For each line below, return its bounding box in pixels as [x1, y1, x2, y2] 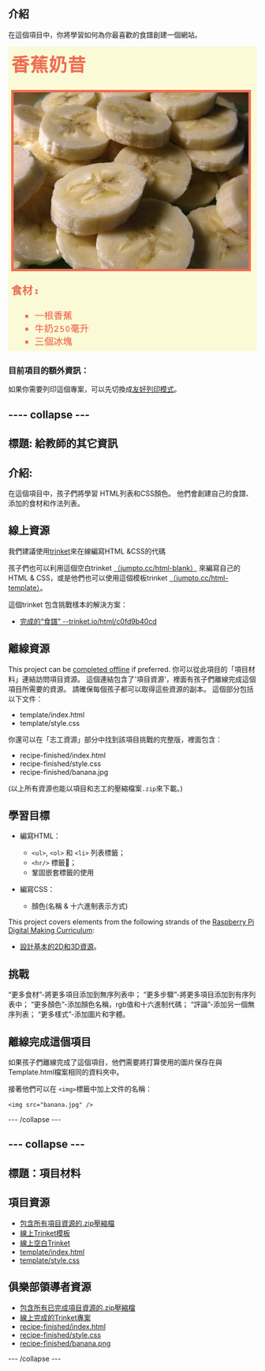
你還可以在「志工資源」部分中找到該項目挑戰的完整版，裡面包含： [8, 735, 222, 744]
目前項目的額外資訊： [8, 365, 89, 376]
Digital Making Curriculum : [8, 926, 95, 935]
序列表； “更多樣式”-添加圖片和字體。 [8, 1010, 130, 1019]
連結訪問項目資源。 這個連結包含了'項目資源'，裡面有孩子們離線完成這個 [21, 674, 256, 684]
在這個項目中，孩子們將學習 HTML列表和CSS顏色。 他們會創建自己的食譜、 [8, 489, 254, 498]
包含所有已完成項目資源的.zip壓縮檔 [19, 1303, 136, 1312]
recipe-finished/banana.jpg [19, 767, 109, 776]
